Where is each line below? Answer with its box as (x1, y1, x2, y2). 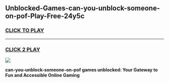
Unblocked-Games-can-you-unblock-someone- (5, 4, 160, 13)
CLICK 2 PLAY (5, 46, 40, 53)
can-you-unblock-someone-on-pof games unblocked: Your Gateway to (5, 66, 158, 72)
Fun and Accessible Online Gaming (5, 72, 80, 78)
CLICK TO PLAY (5, 27, 44, 34)
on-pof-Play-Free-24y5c (5, 12, 84, 21)
